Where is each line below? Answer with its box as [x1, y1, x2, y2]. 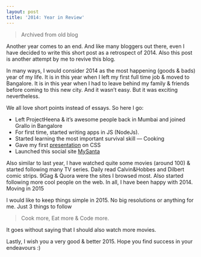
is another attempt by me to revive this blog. [6, 55, 116, 62]
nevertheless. [6, 92, 40, 100]
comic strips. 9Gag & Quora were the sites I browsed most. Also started [6, 172, 184, 179]
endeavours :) [6, 244, 41, 251]
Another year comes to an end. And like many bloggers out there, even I [6, 43, 185, 50]
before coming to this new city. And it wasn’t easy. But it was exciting [6, 86, 178, 93]
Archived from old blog [20, 31, 78, 38]
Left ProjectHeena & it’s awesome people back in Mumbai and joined [14, 115, 185, 123]
